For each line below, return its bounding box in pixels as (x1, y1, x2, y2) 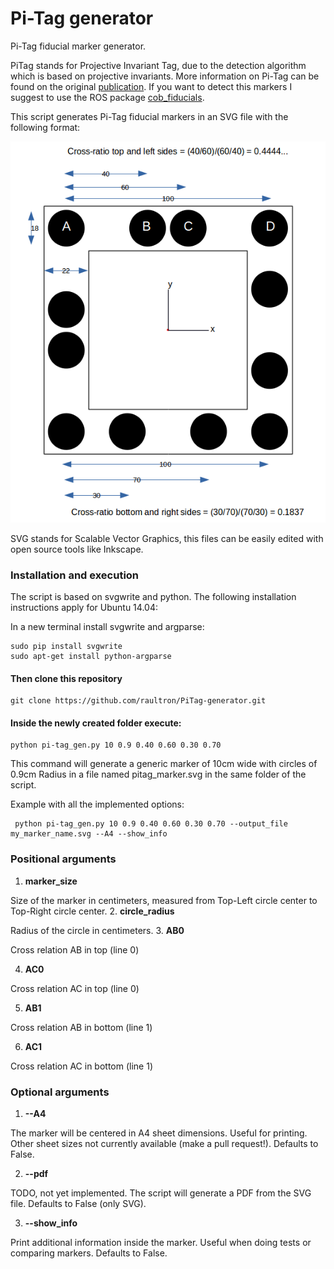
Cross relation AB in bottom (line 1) (10, 1021, 153, 1033)
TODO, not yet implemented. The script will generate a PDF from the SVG (10, 1187, 312, 1199)
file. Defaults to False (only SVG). (10, 1198, 147, 1210)
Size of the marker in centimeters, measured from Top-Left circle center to (10, 894, 318, 906)
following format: (10, 121, 81, 133)
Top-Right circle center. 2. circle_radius (10, 905, 175, 917)
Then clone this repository (10, 672, 123, 684)
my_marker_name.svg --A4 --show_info (10, 829, 168, 839)
